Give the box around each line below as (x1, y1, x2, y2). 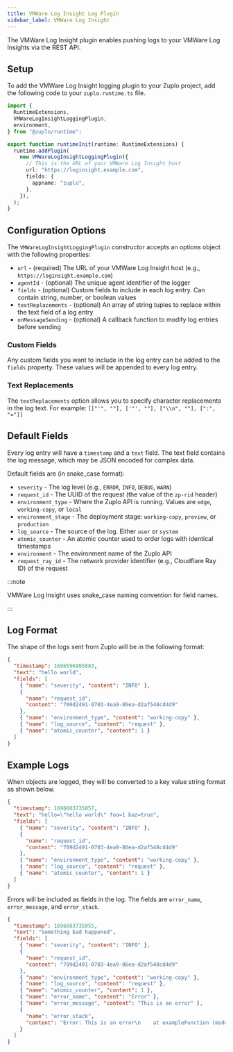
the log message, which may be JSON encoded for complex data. (7, 456, 196, 464)
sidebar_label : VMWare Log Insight (7, 17, 110, 24)
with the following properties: (7, 251, 92, 259)
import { (7, 102, 33, 110)
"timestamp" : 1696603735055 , (13, 922, 98, 929)
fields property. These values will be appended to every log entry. (7, 363, 198, 371)
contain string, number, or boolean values (17, 293, 137, 302)
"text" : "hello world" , (13, 669, 82, 676)
